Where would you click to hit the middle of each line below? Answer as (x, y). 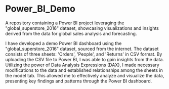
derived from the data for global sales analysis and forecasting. (71, 33)
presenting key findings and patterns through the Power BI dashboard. (79, 81)
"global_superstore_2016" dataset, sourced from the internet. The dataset (82, 49)
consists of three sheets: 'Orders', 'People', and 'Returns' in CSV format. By (84, 54)
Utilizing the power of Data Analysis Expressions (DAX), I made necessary (82, 65)
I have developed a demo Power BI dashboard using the (64, 43)
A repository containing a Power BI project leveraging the (65, 23)
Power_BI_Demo (40, 9)
